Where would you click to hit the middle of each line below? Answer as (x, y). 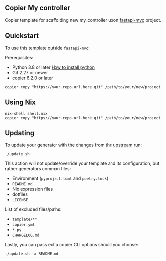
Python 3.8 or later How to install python (54, 67)
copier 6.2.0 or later (32, 78)
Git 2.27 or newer (30, 72)
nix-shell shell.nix (27, 114)
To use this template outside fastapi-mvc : (48, 48)
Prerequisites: (19, 57)
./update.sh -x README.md (32, 254)
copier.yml (24, 225)
